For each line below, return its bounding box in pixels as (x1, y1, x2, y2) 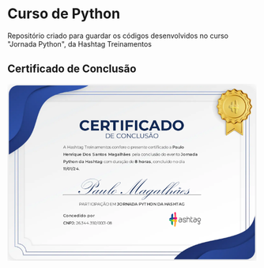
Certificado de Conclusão (7, 62, 137, 76)
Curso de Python (7, 5, 120, 23)
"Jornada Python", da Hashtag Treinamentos (7, 39, 152, 48)
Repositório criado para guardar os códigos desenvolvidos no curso (7, 31, 228, 40)
